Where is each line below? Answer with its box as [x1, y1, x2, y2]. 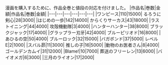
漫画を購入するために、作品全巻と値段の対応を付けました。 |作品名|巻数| [5, 5, 156, 10]
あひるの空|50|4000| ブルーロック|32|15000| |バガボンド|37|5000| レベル [5, 36, 158, 42]
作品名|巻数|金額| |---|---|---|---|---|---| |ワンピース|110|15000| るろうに [11, 11, 161, 17]
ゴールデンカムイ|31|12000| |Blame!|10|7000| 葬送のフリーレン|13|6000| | [5, 48, 158, 54]
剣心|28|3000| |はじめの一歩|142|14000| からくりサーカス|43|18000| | [5, 17, 151, 23]
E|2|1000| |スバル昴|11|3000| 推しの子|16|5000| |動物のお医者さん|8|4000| [5, 42, 160, 48]
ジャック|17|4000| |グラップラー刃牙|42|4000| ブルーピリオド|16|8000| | [9, 30, 161, 35]
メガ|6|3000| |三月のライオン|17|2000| [14, 55, 95, 60]
